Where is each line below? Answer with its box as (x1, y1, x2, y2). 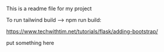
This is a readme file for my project (6, 5, 92, 12)
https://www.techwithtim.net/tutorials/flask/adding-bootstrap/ (6, 28, 158, 35)
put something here (6, 40, 55, 46)
